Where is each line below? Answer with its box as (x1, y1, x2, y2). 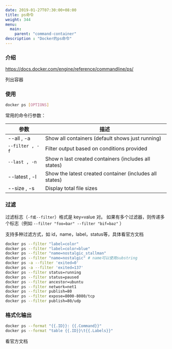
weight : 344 (5, 17, 31, 22)
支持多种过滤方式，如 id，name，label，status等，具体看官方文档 (5, 231, 144, 237)
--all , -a (8, 135, 31, 142)
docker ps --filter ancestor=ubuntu (5, 279, 83, 284)
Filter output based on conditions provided (45, 145, 147, 152)
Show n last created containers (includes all (45, 155, 150, 162)
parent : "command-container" (14, 31, 77, 36)
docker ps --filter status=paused (5, 275, 79, 280)
